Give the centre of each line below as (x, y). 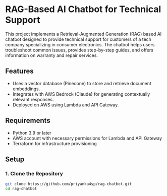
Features (19, 71)
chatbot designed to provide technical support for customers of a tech (78, 39)
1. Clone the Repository (34, 173)
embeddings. (26, 89)
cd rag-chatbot (21, 189)
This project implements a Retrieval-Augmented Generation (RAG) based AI (83, 34)
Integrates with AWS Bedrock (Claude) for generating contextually (81, 94)
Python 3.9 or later (32, 133)
